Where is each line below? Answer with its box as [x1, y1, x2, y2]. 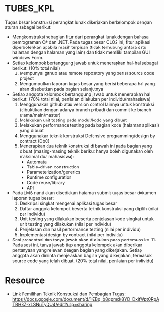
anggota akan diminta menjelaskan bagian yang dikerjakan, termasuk [12, 252, 152, 258]
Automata [26, 159, 47, 165]
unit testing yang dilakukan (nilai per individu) [19, 221, 112, 227]
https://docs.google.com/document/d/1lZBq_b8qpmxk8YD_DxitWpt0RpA [12, 296, 159, 302]
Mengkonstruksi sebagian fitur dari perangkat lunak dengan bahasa [12, 34, 149, 40]
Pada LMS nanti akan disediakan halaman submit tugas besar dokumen [12, 190, 157, 196]
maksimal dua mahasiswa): [19, 153, 74, 159]
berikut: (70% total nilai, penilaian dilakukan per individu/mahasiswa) [12, 96, 151, 102]
